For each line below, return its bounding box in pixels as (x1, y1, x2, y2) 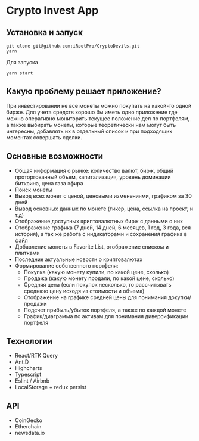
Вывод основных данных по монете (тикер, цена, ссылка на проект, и (14, 205, 194, 212)
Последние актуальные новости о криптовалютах (14, 256, 143, 263)
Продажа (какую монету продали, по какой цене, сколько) (23, 275, 175, 282)
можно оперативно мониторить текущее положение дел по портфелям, (6, 114, 190, 122)
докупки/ (167, 293, 192, 301)
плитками (14, 249, 40, 256)
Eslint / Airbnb (14, 377, 50, 384)
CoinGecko (14, 417, 43, 424)
